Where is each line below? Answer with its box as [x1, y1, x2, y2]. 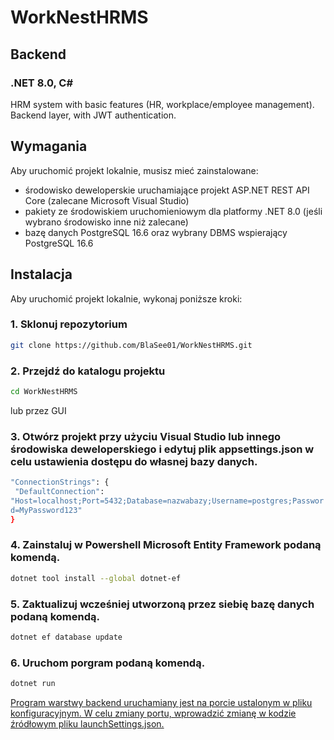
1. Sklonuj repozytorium [10, 317, 128, 331]
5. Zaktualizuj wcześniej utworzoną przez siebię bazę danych [10, 597, 315, 611]
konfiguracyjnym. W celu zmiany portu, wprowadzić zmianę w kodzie [10, 707, 297, 720]
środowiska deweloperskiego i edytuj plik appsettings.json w [10, 442, 315, 456]
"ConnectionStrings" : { [10, 477, 110, 488]
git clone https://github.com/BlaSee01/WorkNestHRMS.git [10, 340, 253, 350]
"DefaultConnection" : [14, 487, 105, 497]
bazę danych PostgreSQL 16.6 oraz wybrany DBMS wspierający [24, 226, 288, 238]
